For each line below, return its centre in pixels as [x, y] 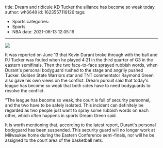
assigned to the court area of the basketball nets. [54, 140]
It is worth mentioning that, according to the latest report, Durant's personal [81, 125]
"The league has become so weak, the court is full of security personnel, [78, 100]
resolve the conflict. [25, 91]
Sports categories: [31, 22]
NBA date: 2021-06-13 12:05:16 [43, 32]
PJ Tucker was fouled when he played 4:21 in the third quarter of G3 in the [79, 60]
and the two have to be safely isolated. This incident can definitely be [74, 105]
